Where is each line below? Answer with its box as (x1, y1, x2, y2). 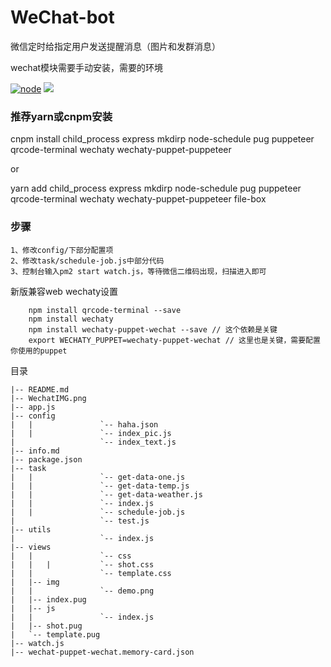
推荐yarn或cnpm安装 (10, 109, 113, 123)
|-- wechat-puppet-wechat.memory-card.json (10, 647, 195, 657)
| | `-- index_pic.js (10, 428, 172, 438)
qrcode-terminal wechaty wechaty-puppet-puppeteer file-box (10, 193, 267, 205)
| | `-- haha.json (10, 419, 159, 430)
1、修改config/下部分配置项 (10, 245, 114, 255)
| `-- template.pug (10, 629, 101, 640)
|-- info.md (10, 446, 60, 456)
